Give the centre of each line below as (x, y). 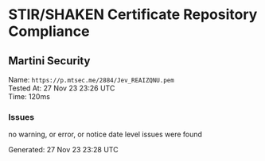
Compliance (49, 31)
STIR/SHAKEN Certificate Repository (133, 15)
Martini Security (49, 61)
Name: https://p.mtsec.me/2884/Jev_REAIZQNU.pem (92, 80)
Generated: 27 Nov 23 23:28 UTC (63, 150)
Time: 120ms (29, 96)
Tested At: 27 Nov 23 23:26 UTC (62, 88)
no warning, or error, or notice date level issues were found (105, 134)
